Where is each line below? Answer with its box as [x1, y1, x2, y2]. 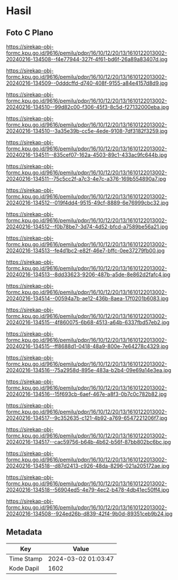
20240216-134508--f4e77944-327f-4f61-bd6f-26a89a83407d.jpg [6, 56, 168, 62]
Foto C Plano [6, 28, 53, 38]
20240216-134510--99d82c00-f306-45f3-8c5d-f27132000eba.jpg [6, 104, 169, 110]
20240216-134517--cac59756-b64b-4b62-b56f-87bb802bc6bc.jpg [6, 439, 172, 445]
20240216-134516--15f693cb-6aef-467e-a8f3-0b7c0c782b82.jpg [6, 390, 167, 397]
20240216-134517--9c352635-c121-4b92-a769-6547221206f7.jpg [6, 415, 167, 422]
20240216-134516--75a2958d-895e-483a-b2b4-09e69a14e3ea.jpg [6, 367, 172, 373]
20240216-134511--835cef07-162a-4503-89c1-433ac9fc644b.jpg [6, 151, 167, 158]
